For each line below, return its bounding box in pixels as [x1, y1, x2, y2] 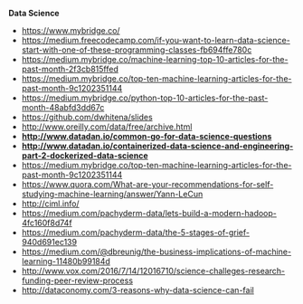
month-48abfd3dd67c [21, 102, 105, 112]
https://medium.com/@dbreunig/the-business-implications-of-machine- [21, 246, 291, 257]
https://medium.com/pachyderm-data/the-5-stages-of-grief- [21, 227, 251, 238]
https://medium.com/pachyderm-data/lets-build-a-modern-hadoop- [21, 208, 278, 218]
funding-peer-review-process [21, 275, 133, 286]
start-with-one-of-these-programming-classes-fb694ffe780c [21, 44, 252, 55]
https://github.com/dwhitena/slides [21, 112, 153, 122]
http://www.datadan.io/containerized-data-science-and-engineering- [21, 140, 294, 151]
